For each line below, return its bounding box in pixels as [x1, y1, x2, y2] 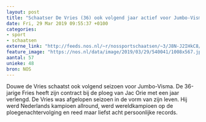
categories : [6, 26, 37, 32]
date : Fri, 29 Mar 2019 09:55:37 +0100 [6, 20, 109, 26]
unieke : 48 [6, 60, 34, 66]
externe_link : [6, 44, 43, 50]
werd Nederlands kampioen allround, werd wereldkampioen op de [6, 102, 174, 110]
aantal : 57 [6, 55, 34, 61]
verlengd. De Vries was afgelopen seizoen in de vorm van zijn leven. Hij [6, 96, 188, 103]
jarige [6, 90, 21, 97]
